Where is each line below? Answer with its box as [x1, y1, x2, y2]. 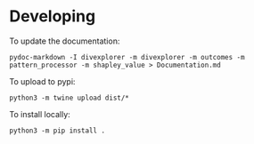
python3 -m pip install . [9, 126, 105, 135]
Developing [9, 6, 96, 27]
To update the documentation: [9, 36, 120, 46]
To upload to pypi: [9, 76, 76, 86]
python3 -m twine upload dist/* [9, 93, 129, 102]
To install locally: [9, 108, 71, 119]
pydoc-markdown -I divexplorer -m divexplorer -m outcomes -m [9, 52, 245, 61]
